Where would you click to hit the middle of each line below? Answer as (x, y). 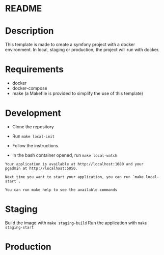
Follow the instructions (35, 146)
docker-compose (30, 88)
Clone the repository (33, 127)
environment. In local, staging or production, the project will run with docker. (82, 50)
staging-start (20, 227)
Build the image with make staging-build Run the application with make (76, 223)
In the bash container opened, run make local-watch (65, 155)
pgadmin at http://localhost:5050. (41, 168)
